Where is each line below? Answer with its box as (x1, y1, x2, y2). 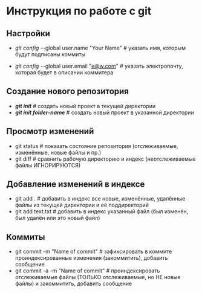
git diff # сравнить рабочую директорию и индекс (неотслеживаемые (15, 155, 196, 163)
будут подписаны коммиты (15, 51, 86, 58)
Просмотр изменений (6, 126, 94, 137)
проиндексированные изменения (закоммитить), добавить (15, 254, 168, 262)
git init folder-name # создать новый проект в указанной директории (15, 109, 195, 116)
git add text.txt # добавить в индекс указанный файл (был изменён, (15, 208, 189, 215)
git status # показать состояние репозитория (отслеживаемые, (15, 142, 178, 149)
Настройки (6, 28, 50, 39)
